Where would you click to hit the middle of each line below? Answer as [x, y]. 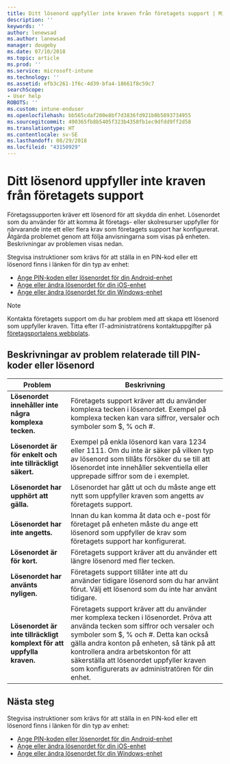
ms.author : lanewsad [37, 39]
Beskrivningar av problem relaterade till [93, 355]
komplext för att [37, 643]
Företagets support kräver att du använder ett [144, 552]
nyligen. [24, 593]
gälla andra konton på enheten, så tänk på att [143, 643]
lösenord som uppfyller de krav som [129, 532]
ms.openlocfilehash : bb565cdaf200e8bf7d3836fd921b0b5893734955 [99, 115]
